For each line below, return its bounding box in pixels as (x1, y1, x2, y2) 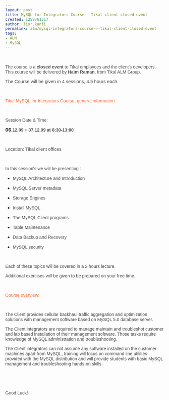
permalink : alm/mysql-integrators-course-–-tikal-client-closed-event (5, 26, 157, 31)
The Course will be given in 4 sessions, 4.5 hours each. (5, 78, 119, 84)
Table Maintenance (12, 224, 50, 230)
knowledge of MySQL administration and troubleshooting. (5, 336, 118, 342)
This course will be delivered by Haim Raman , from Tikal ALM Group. (5, 69, 141, 75)
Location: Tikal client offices (5, 146, 62, 152)
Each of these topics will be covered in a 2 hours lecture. (5, 263, 116, 269)
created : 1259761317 (5, 17, 49, 22)
